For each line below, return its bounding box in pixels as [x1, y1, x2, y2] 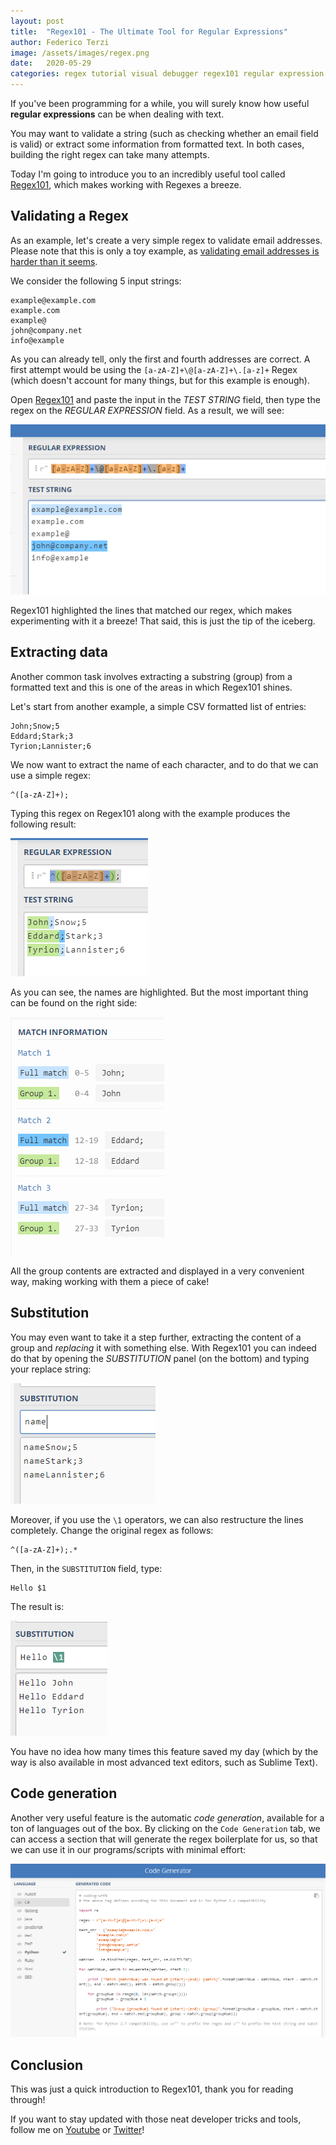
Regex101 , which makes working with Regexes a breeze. [10, 179, 242, 190]
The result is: [10, 1600, 65, 1612]
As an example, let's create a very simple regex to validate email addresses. [10, 234, 323, 246]
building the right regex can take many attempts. [10, 149, 210, 160]
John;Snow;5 [10, 721, 60, 731]
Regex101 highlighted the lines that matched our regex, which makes [10, 605, 293, 617]
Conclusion [10, 2056, 84, 2074]
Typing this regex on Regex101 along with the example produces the [10, 807, 291, 819]
